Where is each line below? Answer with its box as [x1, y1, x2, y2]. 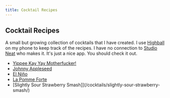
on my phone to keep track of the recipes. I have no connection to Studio [5, 45, 158, 51]
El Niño [12, 71, 28, 77]
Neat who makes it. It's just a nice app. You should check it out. [5, 50, 138, 56]
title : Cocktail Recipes [5, 7, 58, 13]
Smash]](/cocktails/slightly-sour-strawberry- [66, 82, 160, 88]
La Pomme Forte [12, 77, 47, 83]
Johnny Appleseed [12, 66, 52, 72]
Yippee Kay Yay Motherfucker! [12, 60, 77, 67]
